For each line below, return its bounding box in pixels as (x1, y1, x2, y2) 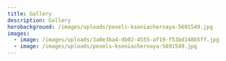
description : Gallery (7, 17, 71, 24)
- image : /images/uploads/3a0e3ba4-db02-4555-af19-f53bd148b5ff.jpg (13, 36, 220, 43)
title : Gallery (7, 10, 52, 18)
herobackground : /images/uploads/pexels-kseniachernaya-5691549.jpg (7, 23, 213, 30)
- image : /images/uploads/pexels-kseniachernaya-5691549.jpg (13, 43, 198, 50)
